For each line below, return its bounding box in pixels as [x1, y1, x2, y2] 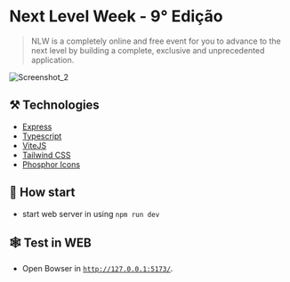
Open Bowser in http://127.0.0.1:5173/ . [21, 263, 173, 274]
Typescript [21, 131, 62, 141]
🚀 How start [9, 185, 76, 200]
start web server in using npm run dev [21, 208, 160, 219]
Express [21, 121, 52, 132]
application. [30, 54, 75, 65]
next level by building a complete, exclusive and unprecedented [30, 44, 265, 55]
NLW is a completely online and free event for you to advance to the [30, 36, 282, 46]
